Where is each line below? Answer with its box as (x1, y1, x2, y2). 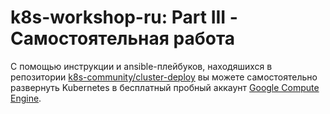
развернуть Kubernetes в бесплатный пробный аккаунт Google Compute (10, 81, 320, 93)
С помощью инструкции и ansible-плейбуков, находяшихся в (10, 60, 273, 72)
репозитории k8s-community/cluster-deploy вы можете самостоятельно (10, 71, 318, 83)
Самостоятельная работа (10, 27, 236, 50)
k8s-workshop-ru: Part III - (10, 6, 238, 29)
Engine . (10, 92, 42, 104)
